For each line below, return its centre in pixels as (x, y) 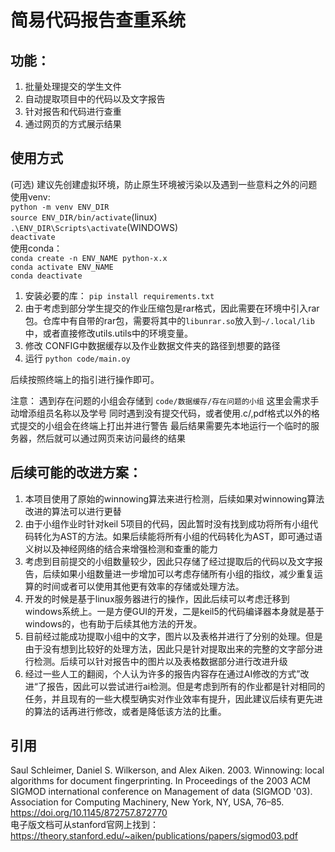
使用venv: (30, 197)
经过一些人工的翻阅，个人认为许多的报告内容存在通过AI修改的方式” (162, 673)
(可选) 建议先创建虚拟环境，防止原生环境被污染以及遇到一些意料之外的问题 (164, 184)
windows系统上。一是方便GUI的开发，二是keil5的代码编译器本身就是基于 (174, 611)
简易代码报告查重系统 (98, 20)
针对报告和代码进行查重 (73, 111)
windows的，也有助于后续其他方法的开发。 (113, 623)
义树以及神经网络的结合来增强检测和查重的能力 (121, 548)
